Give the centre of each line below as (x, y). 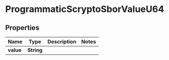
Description (62, 42)
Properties (22, 28)
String (35, 50)
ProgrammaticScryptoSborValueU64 (85, 9)
